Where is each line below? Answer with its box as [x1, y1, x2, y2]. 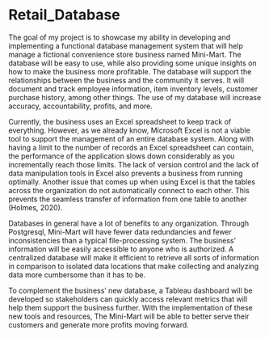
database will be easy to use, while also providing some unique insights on [8, 58, 257, 68]
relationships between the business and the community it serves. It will [8, 75, 245, 85]
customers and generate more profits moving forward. [8, 319, 190, 329]
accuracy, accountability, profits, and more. [8, 101, 153, 111]
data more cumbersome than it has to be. [8, 269, 146, 280]
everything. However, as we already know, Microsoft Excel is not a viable [8, 125, 250, 135]
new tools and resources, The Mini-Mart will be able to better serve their [8, 311, 250, 321]
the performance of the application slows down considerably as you [8, 151, 235, 161]
